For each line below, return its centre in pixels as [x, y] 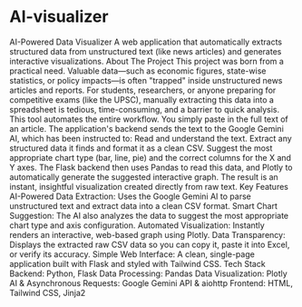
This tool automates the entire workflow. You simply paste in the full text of [149, 119]
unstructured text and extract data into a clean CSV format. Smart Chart [144, 205]
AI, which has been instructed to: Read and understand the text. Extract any [151, 138]
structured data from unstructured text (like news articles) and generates [146, 51]
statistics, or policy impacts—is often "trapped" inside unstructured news [146, 80]
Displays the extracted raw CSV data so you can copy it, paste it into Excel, [150, 244]
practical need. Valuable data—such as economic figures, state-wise [138, 71]
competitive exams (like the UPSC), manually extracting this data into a [142, 99]
